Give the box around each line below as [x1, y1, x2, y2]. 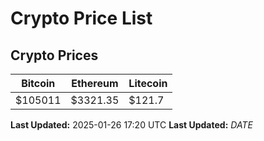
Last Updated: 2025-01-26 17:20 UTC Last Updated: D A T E [10, 119, 253, 131]
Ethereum [71, 77, 119, 90]
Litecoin [128, 77, 168, 90]
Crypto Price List [10, 7, 153, 30]
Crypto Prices [10, 47, 99, 64]
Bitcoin [21, 77, 56, 90]
